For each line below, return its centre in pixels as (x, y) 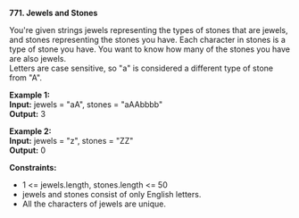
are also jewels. (38, 59)
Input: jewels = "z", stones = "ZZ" (71, 141)
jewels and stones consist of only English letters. (112, 194)
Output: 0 (28, 150)
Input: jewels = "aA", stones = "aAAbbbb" (86, 105)
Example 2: (30, 131)
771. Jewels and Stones (54, 13)
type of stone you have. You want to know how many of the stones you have (149, 49)
